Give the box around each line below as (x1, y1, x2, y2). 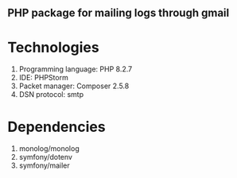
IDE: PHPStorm (18, 73, 68, 83)
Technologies (7, 38, 100, 56)
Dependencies (7, 118, 106, 136)
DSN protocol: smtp (18, 90, 84, 99)
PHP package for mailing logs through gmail (7, 6, 230, 20)
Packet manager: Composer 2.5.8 (18, 81, 130, 91)
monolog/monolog (18, 144, 80, 153)
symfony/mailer (18, 161, 71, 170)
